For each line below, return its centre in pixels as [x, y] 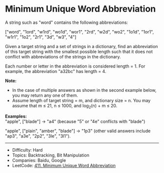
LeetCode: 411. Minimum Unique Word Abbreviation [64, 165]
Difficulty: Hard [27, 150]
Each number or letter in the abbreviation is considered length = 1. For [75, 66]
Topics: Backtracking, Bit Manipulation [51, 155]
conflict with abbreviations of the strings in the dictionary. [63, 56]
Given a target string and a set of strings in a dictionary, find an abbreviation [82, 46]
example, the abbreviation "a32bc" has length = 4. [56, 71]
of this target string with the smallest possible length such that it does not [79, 52]
